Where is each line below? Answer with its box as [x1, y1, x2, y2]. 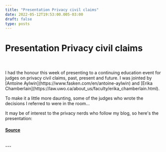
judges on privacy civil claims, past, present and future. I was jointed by [5, 75, 152, 81]
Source [5, 127, 21, 133]
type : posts [5, 21, 30, 26]
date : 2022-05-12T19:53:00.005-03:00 [5, 12, 83, 17]
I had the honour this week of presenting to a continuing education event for [5, 70, 162, 76]
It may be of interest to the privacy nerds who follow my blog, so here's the [5, 110, 159, 116]
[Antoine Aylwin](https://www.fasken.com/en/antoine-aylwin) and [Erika [5, 80, 153, 86]
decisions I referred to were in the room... [5, 101, 90, 107]
